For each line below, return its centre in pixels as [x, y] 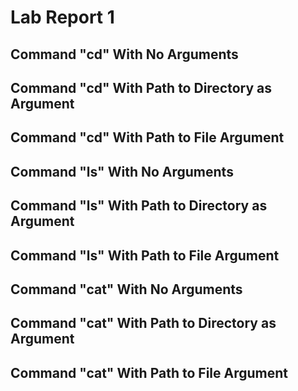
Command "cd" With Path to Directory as [141, 87]
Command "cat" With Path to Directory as [143, 323]
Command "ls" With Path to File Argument [145, 255]
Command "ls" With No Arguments [122, 171]
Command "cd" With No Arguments [124, 54]
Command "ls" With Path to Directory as [139, 206]
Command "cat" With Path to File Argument [149, 372]
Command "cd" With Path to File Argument [147, 137]
